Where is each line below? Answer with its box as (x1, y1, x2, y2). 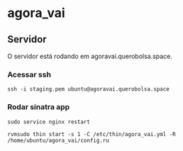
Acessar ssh (7, 69, 52, 79)
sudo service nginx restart (7, 118, 91, 125)
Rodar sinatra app (7, 102, 70, 112)
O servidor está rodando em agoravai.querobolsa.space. (7, 52, 172, 60)
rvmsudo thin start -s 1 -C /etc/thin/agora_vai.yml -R (7, 130, 176, 138)
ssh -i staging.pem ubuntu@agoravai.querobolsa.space (7, 86, 170, 93)
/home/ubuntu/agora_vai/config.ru (7, 137, 110, 144)
